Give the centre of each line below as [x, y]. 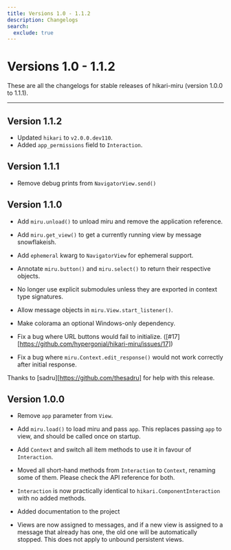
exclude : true [33, 33]
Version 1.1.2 [35, 121]
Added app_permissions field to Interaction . [80, 145]
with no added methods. [52, 498]
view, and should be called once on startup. [79, 437]
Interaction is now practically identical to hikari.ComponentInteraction [119, 491]
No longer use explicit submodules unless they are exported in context [117, 289]
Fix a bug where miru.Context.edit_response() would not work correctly [120, 357]
